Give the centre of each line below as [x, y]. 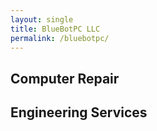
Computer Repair [65, 78]
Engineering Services [79, 112]
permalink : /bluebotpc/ [60, 38]
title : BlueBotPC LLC [55, 29]
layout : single [42, 19]
